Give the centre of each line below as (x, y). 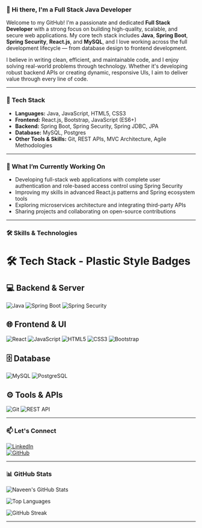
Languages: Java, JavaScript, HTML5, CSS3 (70, 113)
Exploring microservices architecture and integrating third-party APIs (100, 205)
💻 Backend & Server (45, 288)
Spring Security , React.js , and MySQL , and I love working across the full (97, 42)
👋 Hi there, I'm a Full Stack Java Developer (69, 10)
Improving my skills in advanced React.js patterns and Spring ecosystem (105, 192)
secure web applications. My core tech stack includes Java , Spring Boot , (97, 35)
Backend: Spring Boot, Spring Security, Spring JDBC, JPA (87, 126)
